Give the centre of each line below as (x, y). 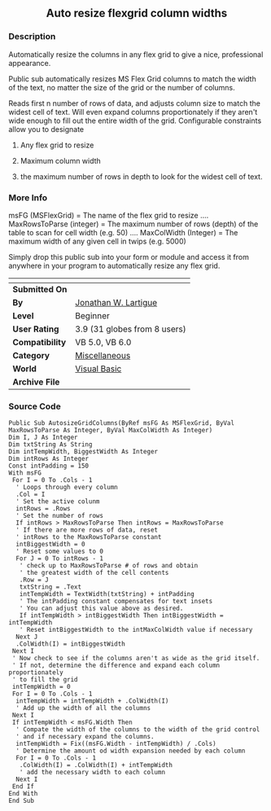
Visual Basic (98, 368)
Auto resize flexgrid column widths (137, 13)
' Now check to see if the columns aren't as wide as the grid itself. (136, 659)
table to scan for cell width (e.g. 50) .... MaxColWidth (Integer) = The (123, 232)
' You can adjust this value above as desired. (101, 609)
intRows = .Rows (43, 509)
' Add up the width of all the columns (83, 708)
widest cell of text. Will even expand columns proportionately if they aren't (133, 112)
